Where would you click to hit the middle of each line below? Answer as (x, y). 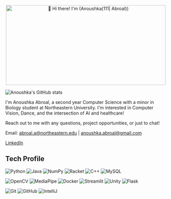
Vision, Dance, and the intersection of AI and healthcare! (65, 113)
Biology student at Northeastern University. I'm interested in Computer (79, 108)
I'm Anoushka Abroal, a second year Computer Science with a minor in (80, 102)
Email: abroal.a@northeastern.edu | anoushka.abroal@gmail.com (74, 133)
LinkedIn (14, 143)
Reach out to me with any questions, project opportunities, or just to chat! (82, 123)
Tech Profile (25, 159)
